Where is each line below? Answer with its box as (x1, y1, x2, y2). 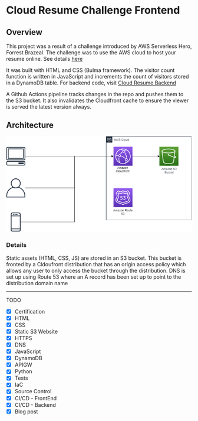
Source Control (14, 388, 52, 395)
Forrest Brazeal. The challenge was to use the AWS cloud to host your (6, 49, 176, 56)
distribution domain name (6, 279, 68, 286)
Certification (14, 308, 45, 315)
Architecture (6, 120, 54, 130)
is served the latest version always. (6, 103, 91, 110)
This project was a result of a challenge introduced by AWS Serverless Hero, (6, 43, 192, 50)
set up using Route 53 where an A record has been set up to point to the (6, 273, 181, 280)
